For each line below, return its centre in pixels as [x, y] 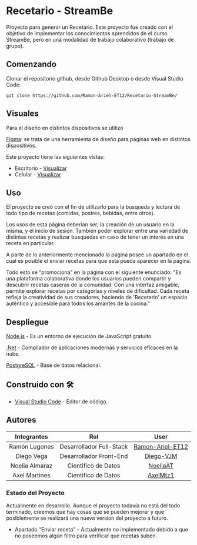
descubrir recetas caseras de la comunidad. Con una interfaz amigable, [93, 285]
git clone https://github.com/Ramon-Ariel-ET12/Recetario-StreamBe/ [92, 95]
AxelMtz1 [161, 475]
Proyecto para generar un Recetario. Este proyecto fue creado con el [90, 27]
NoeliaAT [161, 466]
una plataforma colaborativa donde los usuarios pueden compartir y [89, 279]
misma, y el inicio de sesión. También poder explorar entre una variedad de [97, 231]
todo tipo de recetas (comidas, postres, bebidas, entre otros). [81, 213]
